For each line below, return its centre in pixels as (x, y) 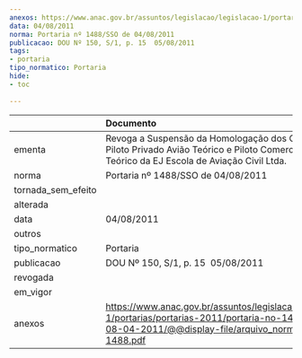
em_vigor (33, 292)
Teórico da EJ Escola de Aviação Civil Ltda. (196, 161)
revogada (34, 277)
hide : (19, 76)
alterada (31, 205)
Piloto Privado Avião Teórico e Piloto (182, 149)
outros (28, 233)
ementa (30, 149)
